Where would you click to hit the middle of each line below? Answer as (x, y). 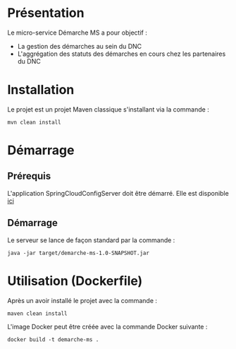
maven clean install (38, 313)
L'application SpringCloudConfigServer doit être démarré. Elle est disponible (118, 193)
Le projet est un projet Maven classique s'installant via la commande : (108, 109)
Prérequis (29, 176)
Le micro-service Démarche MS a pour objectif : (77, 32)
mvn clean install (34, 122)
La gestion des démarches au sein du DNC (80, 46)
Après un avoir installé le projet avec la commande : (82, 300)
